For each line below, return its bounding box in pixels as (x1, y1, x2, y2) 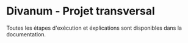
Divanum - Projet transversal (6, 4, 156, 18)
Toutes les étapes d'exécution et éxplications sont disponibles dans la (6, 24, 182, 31)
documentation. (6, 30, 46, 38)
